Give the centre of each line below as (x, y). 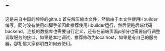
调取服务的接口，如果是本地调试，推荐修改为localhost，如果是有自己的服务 (82, 37)
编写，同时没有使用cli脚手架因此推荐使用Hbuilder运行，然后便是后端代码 (79, 25)
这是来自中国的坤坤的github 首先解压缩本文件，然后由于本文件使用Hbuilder (82, 19)
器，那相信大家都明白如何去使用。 (40, 43)
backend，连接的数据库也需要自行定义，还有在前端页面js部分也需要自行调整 (83, 31)
